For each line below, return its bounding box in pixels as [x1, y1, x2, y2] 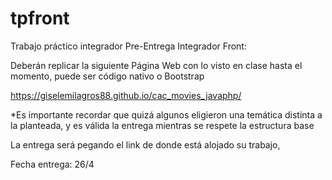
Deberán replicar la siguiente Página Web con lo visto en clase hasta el [10, 59, 303, 71]
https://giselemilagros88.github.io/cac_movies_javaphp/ [10, 89, 242, 101]
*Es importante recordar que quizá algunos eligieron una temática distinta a [10, 108, 323, 121]
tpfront [10, 7, 70, 30]
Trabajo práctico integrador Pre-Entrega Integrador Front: [10, 40, 247, 52]
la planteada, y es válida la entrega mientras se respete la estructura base [10, 119, 315, 131]
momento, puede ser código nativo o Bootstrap [10, 70, 205, 82]
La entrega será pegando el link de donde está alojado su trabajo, [10, 138, 281, 151]
